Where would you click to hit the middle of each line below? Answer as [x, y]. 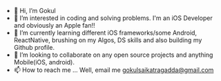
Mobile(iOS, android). [44, 62]
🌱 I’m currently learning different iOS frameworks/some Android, [105, 33]
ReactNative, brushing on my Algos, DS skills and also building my [108, 40]
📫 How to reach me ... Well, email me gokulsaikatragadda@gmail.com [114, 70]
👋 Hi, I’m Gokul [35, 11]
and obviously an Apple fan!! [54, 25]
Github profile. [34, 47]
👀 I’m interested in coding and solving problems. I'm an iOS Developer [113, 18]
